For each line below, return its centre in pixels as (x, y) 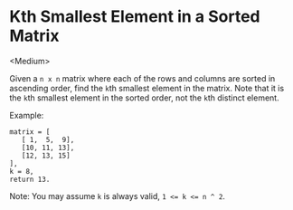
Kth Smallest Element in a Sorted (135, 17)
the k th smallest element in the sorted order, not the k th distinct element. (144, 98)
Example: (27, 115)
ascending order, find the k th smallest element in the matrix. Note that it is (147, 88)
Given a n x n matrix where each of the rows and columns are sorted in (142, 78)
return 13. (30, 179)
